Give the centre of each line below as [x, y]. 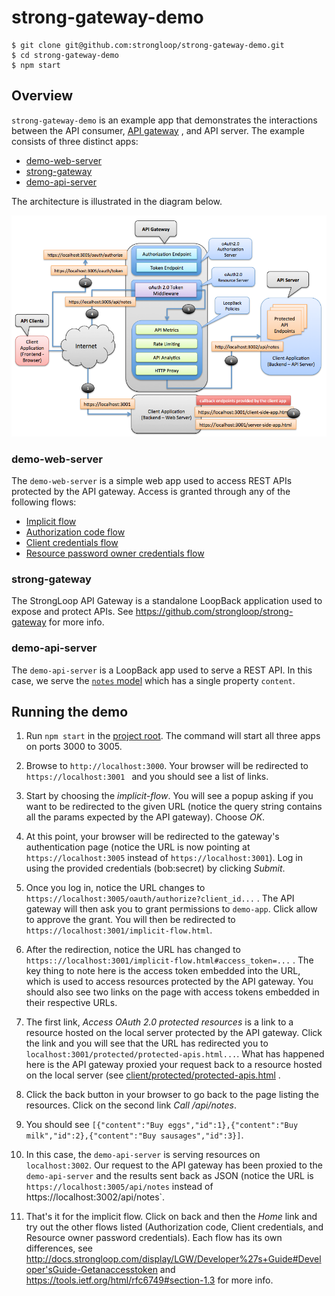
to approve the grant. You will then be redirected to [130, 920]
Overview [42, 96]
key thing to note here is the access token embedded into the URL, [163, 971]
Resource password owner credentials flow [115, 553]
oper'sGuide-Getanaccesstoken [91, 1270]
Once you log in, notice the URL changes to [115, 888]
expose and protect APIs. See [72, 612]
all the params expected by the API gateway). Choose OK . [145, 817]
